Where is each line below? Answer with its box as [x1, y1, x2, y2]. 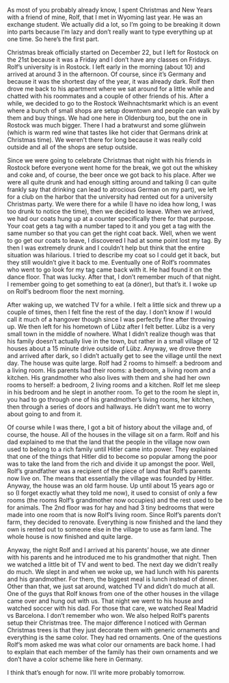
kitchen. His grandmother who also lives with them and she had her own [7, 374, 211, 381]
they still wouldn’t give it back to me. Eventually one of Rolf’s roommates [7, 259, 211, 266]
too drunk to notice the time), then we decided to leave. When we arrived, [7, 207, 215, 215]
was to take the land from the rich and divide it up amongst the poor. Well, [7, 459, 215, 468]
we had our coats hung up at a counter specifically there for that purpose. [7, 215, 215, 222]
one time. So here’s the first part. [7, 35, 100, 43]
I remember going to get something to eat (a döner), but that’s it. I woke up [7, 280, 217, 288]
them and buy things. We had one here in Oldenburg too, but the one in [7, 114, 208, 122]
